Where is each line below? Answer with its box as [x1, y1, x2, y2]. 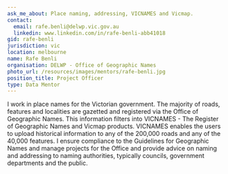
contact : [7, 17, 33, 24]
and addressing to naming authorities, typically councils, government [7, 152, 204, 160]
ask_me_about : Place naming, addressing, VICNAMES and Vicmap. [7, 10, 194, 17]
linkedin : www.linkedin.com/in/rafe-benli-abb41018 [13, 29, 166, 37]
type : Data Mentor [7, 81, 60, 88]
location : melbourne [7, 49, 67, 56]
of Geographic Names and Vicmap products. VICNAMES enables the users [7, 122, 221, 130]
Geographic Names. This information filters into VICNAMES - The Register [7, 115, 219, 123]
